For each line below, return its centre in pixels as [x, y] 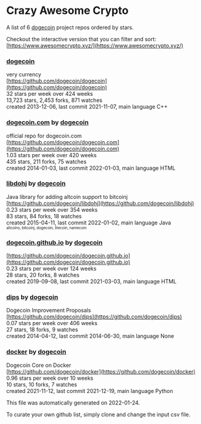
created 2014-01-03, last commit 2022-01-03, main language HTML [91, 168]
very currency [24, 75]
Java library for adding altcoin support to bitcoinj [67, 197]
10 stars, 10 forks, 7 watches [42, 384]
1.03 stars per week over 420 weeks [51, 155]
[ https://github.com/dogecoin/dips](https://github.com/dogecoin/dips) [94, 317]
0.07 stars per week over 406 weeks [52, 323]
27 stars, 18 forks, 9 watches [42, 330]
